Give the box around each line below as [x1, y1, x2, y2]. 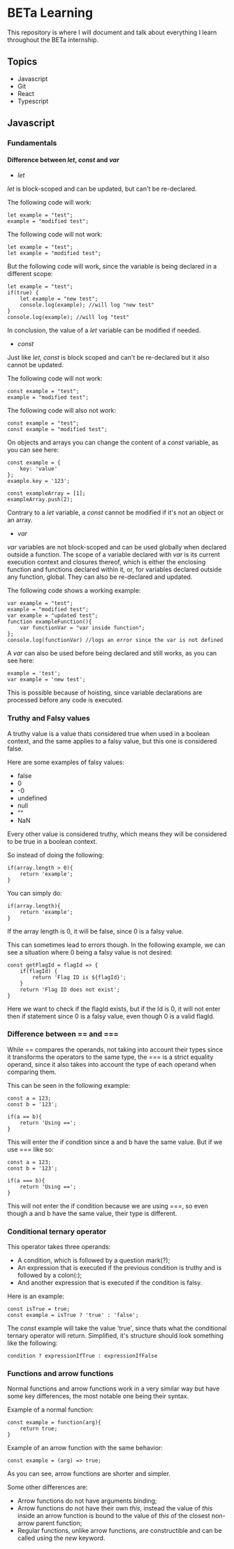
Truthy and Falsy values [7, 714, 91, 723]
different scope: [7, 270, 54, 278]
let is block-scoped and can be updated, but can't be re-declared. [7, 184, 197, 193]
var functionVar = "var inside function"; [20, 625, 145, 632]
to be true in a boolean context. [7, 837, 98, 845]
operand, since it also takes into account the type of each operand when [7, 1060, 217, 1068]
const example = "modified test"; [7, 426, 108, 433]
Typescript [17, 97, 49, 105]
